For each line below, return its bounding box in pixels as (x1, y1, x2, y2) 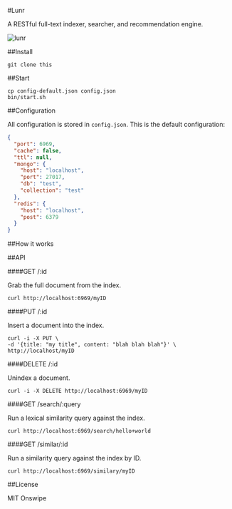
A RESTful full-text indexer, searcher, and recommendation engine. (7, 20, 204, 28)
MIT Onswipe (7, 494, 47, 503)
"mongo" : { (14, 160, 46, 168)
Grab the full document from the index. (7, 281, 122, 289)
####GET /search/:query (7, 400, 81, 408)
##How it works (7, 240, 54, 248)
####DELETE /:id (7, 360, 58, 369)
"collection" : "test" (20, 187, 84, 194)
